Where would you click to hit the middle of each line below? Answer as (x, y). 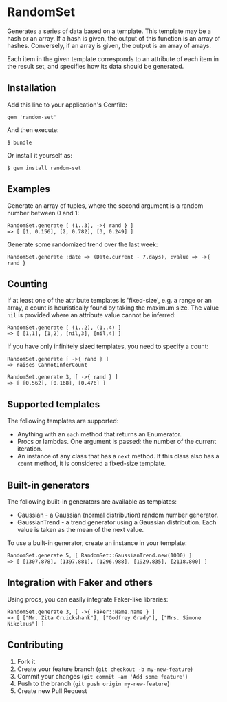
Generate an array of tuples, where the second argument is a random (105, 205)
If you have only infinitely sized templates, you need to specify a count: (108, 347)
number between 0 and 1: (43, 213)
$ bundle (20, 142)
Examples (29, 189)
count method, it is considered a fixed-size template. (91, 464)
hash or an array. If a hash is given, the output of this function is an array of (114, 38)
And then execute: (33, 130)
